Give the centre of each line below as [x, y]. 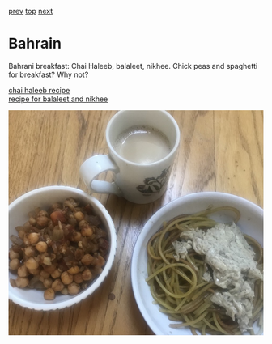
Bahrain [35, 44]
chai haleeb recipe [39, 90]
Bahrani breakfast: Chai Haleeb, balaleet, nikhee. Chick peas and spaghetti [133, 66]
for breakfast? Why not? [49, 74]
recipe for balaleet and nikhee [58, 99]
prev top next [31, 11]
